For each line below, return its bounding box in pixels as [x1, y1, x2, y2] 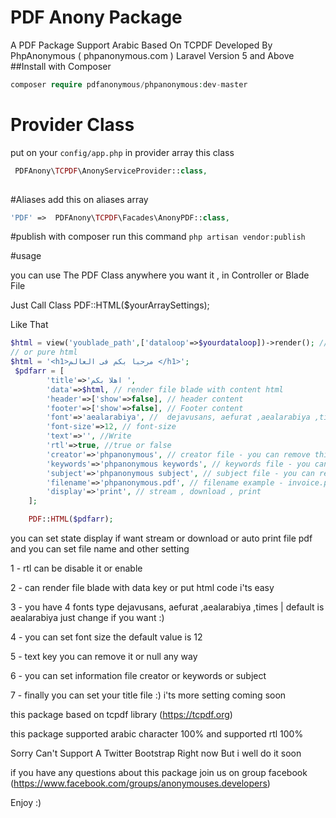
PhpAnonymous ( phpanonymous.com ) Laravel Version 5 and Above [10, 49, 295, 61]
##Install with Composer [10, 60, 112, 72]
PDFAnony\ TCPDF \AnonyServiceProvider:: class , [14, 166, 208, 176]
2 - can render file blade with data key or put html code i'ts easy [10, 582, 275, 593]
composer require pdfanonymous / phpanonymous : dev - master [10, 79, 248, 90]
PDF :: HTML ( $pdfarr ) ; [28, 514, 114, 525]
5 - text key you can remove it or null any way [10, 651, 198, 662]
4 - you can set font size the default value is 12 [10, 631, 203, 643]
